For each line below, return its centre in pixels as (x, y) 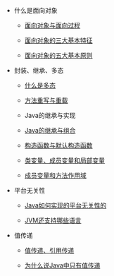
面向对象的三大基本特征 (58, 40)
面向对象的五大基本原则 (58, 55)
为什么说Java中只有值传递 (62, 265)
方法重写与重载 (46, 100)
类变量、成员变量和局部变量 (65, 160)
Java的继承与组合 (50, 130)
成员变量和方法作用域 (55, 175)
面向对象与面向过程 (52, 25)
